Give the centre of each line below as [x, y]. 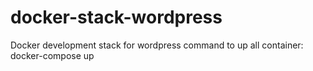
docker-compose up [52, 55]
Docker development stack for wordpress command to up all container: [157, 45]
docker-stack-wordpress [116, 17]
